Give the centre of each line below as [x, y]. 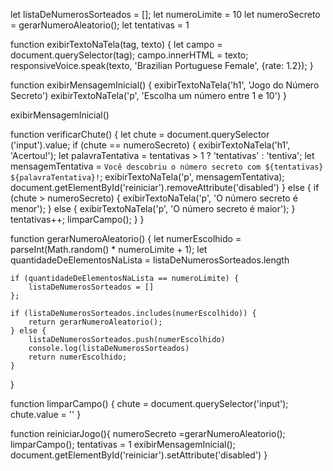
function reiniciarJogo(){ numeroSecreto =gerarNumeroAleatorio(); [148, 433]
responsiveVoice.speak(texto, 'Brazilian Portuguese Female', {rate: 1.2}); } [162, 65]
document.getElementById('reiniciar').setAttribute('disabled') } [139, 455]
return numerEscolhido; [78, 357]
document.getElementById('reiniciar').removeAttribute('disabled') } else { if [165, 187]
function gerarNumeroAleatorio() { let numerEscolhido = [126, 238]
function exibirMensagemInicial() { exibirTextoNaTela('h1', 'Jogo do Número [165, 85]
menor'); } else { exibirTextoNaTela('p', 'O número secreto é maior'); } [153, 208]
